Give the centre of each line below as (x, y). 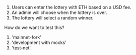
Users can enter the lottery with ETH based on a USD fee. (71, 7)
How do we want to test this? (34, 27)
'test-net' (21, 48)
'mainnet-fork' (26, 37)
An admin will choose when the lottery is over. (59, 12)
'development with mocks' (39, 42)
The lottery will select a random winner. (52, 18)
